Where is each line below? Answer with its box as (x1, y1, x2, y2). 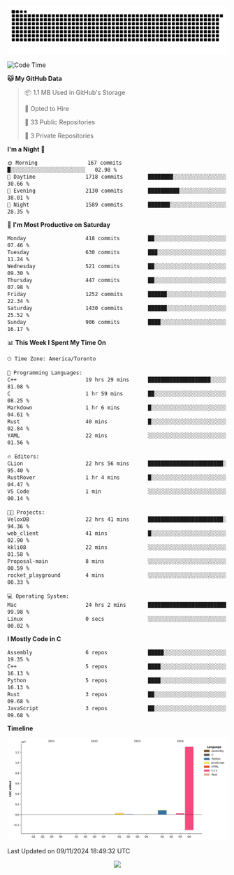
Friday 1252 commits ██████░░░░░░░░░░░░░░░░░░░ (7, 291, 227, 297)
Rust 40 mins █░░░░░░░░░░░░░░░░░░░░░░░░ (7, 418, 227, 425)
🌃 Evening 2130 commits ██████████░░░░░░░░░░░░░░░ (7, 187, 227, 194)
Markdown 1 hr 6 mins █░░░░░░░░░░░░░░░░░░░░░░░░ (7, 404, 227, 411)
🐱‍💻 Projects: (7, 508, 45, 516)
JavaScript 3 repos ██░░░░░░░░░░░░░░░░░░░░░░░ (7, 705, 227, 712)
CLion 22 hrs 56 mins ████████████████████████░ (7, 459, 227, 467)
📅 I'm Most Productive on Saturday (7, 220, 110, 228)
